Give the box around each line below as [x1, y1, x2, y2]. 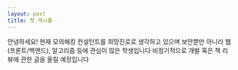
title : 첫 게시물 [7, 17, 53, 24]
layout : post [7, 10, 46, 18]
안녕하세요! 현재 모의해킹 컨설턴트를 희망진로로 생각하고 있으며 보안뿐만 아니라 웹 [7, 37, 232, 46]
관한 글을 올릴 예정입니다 [20, 54, 90, 64]
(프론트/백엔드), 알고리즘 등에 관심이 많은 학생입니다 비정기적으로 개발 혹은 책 [7, 46, 221, 54]
